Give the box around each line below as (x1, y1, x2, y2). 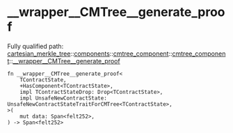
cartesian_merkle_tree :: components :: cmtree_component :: (7, 49, 172, 58)
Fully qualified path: (7, 42, 64, 50)
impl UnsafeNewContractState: (19, 95, 108, 102)
